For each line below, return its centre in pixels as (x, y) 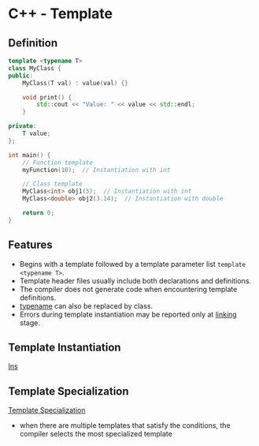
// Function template (57, 163)
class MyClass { (35, 68)
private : (22, 126)
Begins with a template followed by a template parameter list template (133, 264)
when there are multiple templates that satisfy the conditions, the (125, 425)
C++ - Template (60, 14)
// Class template (52, 184)
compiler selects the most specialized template (96, 434)
